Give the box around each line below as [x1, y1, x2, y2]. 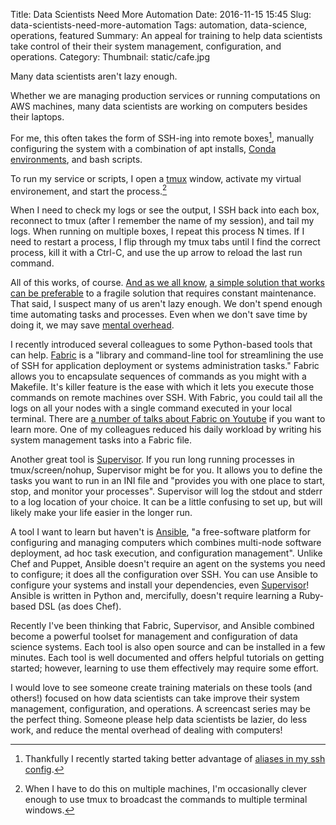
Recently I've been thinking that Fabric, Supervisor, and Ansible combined [10, 620, 315, 632]
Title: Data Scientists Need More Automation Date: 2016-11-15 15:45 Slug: [10, 9, 312, 20]
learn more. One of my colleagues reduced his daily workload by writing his [10, 424, 322, 436]
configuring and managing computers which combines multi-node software [10, 537, 322, 549]
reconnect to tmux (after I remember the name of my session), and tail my [10, 215, 315, 227]
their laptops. [10, 111, 65, 123]
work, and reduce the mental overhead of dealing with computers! [10, 724, 283, 736]
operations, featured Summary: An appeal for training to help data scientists [10, 30, 323, 41]
